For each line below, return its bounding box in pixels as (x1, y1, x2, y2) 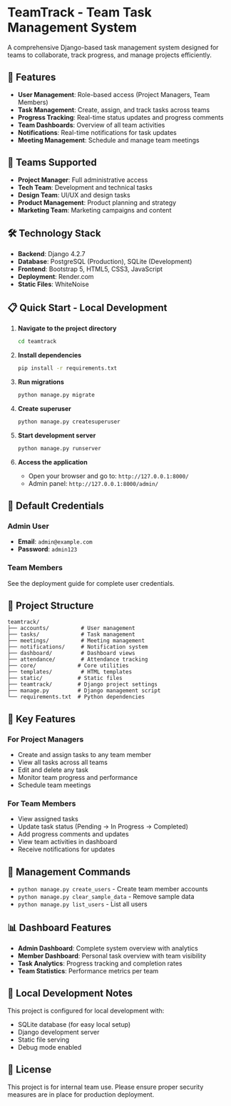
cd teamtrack (17, 338, 57, 345)
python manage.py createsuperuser (17, 418, 120, 425)
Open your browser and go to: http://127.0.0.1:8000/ (28, 472, 189, 480)
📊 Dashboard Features (7, 921, 112, 933)
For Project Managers (7, 734, 84, 744)
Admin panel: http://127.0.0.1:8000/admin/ (28, 479, 159, 487)
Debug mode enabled (17, 1042, 82, 1051)
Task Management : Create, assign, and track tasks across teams (17, 105, 210, 114)
